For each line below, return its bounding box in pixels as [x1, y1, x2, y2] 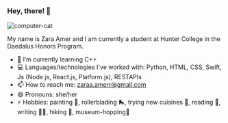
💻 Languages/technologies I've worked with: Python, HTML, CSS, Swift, [16, 63, 223, 71]
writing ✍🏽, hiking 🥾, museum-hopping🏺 [16, 108, 130, 116]
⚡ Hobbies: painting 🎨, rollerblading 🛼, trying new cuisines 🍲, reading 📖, [16, 98, 221, 107]
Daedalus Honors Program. [7, 42, 84, 51]
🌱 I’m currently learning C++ [16, 55, 97, 64]
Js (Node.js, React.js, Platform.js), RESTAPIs [16, 73, 142, 81]
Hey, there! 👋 [7, 6, 51, 16]
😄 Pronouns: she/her [16, 90, 77, 98]
